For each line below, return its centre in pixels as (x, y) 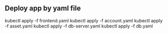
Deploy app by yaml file (43, 8)
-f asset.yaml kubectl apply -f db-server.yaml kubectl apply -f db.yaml (79, 26)
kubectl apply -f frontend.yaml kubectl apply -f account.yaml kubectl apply (84, 20)
